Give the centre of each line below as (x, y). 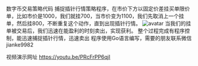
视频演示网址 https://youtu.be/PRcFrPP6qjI (58, 57)
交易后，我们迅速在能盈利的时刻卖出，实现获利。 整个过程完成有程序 (100, 31)
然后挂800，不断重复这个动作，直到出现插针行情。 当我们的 (101, 23)
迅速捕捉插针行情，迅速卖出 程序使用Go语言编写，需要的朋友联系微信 (107, 38)
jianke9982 (20, 45)
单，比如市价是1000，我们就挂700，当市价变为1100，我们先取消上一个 (93, 16)
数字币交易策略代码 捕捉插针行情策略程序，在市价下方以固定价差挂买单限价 (98, 9)
